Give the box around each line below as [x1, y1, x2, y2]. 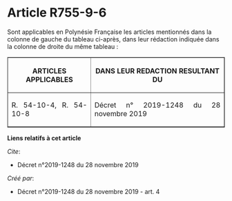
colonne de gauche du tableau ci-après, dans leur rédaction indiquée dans [7, 35, 220, 43]
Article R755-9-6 [7, 5, 107, 21]
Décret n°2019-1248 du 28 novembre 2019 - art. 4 [17, 187, 160, 195]
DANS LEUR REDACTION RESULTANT [95, 66, 220, 75]
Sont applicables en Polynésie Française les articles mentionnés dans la [7, 28, 212, 36]
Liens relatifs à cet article [7, 133, 81, 142]
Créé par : [7, 174, 35, 182]
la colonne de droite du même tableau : [7, 42, 119, 50]
